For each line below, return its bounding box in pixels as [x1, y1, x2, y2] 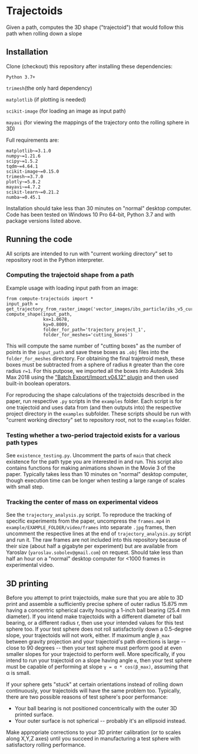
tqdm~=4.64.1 [6, 163, 38, 169]
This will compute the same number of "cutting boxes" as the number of [6, 342, 181, 349]
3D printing [6, 578, 49, 588]
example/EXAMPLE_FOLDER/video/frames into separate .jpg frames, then [6, 524, 176, 531]
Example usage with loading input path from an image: [6, 284, 138, 291]
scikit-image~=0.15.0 [6, 168, 60, 175]
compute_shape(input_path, [6, 311, 72, 317]
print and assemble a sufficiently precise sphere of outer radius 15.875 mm [6, 601, 187, 608]
